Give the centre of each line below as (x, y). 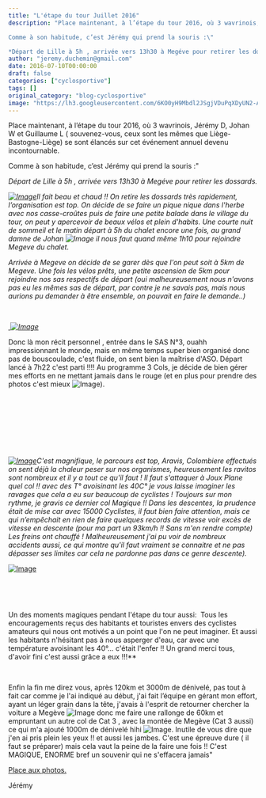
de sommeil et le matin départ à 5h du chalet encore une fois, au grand (125, 230)
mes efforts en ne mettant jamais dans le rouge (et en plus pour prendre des (133, 376)
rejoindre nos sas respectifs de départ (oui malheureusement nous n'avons (131, 279)
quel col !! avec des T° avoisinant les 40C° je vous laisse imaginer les (122, 486)
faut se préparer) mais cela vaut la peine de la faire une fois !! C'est (118, 747)
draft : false (30, 74)
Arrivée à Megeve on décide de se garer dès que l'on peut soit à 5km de (126, 263)
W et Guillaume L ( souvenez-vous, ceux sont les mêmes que (108, 134)
